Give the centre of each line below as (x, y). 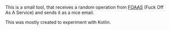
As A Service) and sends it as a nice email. (50, 12)
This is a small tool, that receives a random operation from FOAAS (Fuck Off (84, 7)
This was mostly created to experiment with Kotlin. (58, 22)
